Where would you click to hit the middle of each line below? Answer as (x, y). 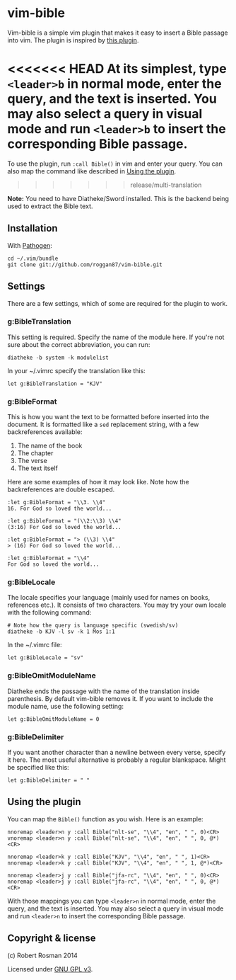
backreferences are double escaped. (61, 489)
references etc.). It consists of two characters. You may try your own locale (117, 605)
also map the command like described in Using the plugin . (92, 171)
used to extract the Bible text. (50, 206)
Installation (33, 228)
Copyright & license (52, 939)
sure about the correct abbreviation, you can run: (79, 344)
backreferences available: (45, 432)
